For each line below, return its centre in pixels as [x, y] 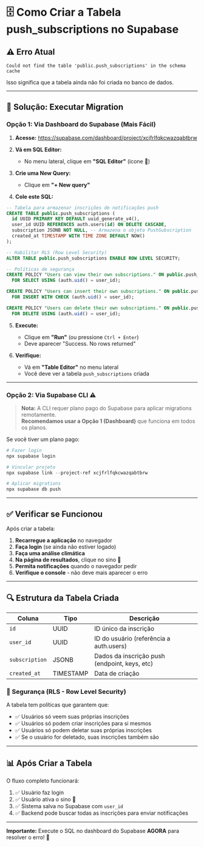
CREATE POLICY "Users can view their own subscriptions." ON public [95, 275]
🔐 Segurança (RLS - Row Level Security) [66, 691]
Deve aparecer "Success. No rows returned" [80, 343]
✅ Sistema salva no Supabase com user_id [69, 806]
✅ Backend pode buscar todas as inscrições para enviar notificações [101, 813]
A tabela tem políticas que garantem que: [58, 705]
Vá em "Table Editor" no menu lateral [71, 367]
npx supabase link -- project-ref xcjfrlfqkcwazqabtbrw [77, 473]
